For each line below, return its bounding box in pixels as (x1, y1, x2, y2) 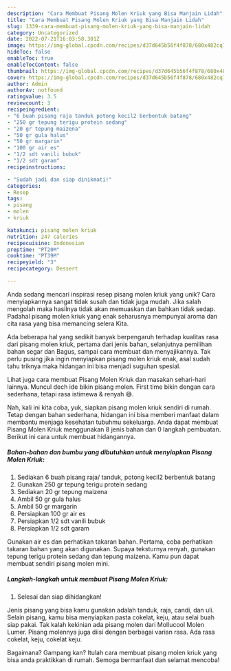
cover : (7, 74, 26, 81)
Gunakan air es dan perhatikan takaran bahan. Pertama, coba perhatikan (7, 537, 213, 546)
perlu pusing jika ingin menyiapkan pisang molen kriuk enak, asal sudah (7, 354, 210, 363)
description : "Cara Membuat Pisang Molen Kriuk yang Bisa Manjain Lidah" (7, 10, 223, 17)
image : (7, 42, 26, 49)
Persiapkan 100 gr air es (16, 509, 86, 518)
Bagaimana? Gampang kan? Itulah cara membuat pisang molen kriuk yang (7, 648, 217, 657)
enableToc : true (7, 55, 54, 62)
